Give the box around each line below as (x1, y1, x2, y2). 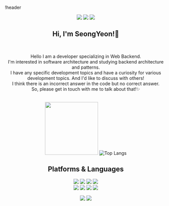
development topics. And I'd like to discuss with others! (27, 75, 144, 81)
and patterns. (71, 64, 100, 70)
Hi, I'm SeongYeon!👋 (52, 30, 119, 38)
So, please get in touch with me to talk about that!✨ (31, 86, 140, 92)
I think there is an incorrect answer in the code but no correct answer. (12, 80, 160, 87)
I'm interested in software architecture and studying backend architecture (8, 58, 164, 65)
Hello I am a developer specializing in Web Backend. (30, 53, 142, 59)
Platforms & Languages (47, 165, 124, 174)
